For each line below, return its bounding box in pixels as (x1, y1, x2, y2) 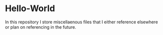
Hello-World (5, 3, 55, 14)
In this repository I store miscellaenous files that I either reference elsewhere (5, 19, 158, 25)
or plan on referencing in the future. (5, 24, 77, 30)
